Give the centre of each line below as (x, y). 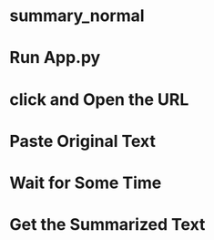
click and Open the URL (99, 99)
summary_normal (77, 16)
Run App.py (55, 58)
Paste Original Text (83, 141)
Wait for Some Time (86, 183)
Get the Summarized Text (107, 225)
